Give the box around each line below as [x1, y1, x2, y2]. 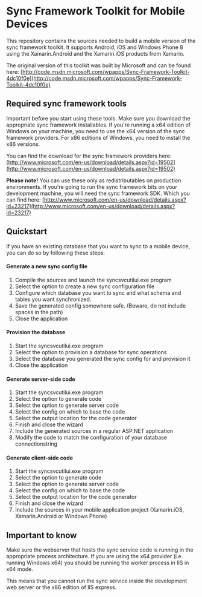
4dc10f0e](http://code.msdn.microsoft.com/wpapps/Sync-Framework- [6, 74, 183, 82]
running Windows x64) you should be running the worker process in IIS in [6, 559, 189, 567]
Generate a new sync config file [6, 263, 88, 270]
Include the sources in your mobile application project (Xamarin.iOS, [14, 506, 185, 513]
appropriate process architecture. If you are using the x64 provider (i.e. [6, 553, 183, 560]
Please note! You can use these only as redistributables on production [6, 177, 181, 184]
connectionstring [14, 440, 58, 447]
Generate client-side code [6, 454, 74, 461]
